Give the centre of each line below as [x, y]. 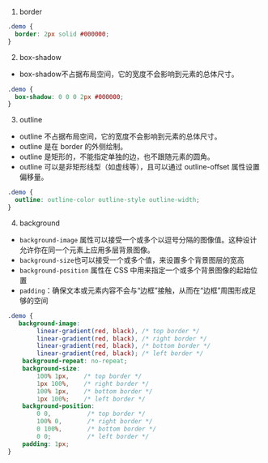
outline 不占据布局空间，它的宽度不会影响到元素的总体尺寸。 [120, 136]
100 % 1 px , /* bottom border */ [95, 391]
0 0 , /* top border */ [91, 414]
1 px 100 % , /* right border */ [93, 384]
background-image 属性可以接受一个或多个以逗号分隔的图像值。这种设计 [138, 239]
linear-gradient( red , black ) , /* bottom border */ [124, 346]
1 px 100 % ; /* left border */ [91, 399]
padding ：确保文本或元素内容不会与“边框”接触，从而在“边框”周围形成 [134, 290]
